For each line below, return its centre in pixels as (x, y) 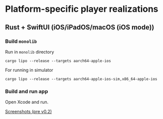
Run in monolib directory (30, 52)
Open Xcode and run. (27, 102)
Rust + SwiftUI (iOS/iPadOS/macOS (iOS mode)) (80, 27)
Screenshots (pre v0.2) (29, 112)
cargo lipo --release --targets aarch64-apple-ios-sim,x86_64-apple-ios (81, 79)
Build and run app (27, 91)
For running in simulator (29, 70)
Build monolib (21, 41)
